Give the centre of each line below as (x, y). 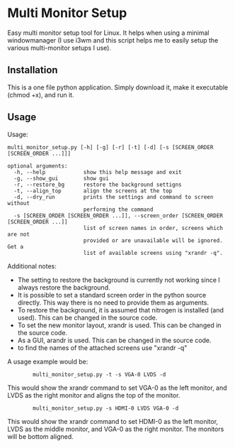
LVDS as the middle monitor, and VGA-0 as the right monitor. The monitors (116, 429)
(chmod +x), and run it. (41, 94)
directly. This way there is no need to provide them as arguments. (113, 302)
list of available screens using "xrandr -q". (153, 253)
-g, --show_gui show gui (62, 178)
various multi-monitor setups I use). (59, 48)
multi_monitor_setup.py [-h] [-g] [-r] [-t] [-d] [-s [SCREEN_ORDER (110, 147)
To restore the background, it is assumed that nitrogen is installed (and (121, 310)
